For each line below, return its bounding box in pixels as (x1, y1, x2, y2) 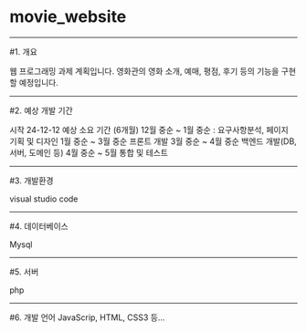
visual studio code (9, 193, 79, 204)
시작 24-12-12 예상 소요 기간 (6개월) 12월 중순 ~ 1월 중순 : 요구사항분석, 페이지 (9, 124, 290, 135)
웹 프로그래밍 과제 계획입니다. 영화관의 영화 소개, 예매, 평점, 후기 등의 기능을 (9, 66, 280, 77)
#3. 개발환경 (9, 175, 54, 186)
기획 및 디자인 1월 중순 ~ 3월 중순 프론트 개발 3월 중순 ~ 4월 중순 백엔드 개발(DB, (9, 135, 297, 147)
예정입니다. (18, 77, 59, 88)
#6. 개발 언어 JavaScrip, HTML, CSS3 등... (9, 312, 165, 323)
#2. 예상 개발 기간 (9, 105, 73, 116)
